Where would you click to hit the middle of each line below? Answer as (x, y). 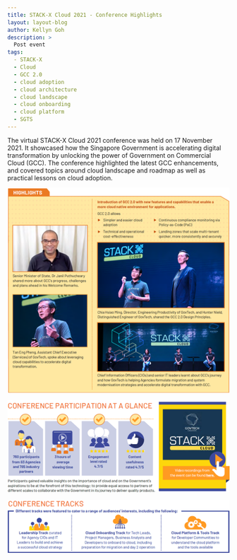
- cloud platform (39, 112)
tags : (15, 52)
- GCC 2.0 (28, 74)
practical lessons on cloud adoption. (60, 177)
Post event (30, 45)
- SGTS (23, 119)
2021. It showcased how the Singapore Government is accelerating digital (114, 148)
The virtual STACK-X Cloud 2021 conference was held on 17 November (110, 140)
